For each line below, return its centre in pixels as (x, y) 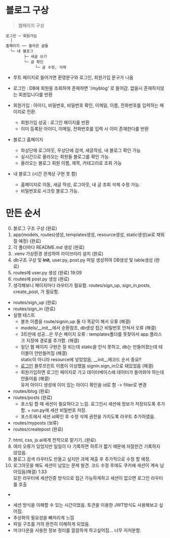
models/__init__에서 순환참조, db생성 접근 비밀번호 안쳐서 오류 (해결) (88, 328)
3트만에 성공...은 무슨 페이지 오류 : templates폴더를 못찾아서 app (84, 334)
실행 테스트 (24, 315)
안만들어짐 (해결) (51, 353)
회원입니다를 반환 (35, 94)
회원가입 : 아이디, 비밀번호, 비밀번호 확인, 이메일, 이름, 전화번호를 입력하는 (86, 105)
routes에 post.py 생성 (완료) (41, 279)
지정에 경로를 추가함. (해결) (53, 340)
